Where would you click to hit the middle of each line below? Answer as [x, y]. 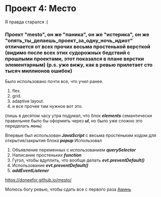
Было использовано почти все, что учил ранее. [54, 82]
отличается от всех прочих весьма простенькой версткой [78, 47]
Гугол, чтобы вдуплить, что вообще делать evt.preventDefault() [78, 160]
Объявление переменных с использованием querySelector [74, 150]
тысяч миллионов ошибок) [39, 71]
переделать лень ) [24, 126]
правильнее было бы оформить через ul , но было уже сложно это [74, 121]
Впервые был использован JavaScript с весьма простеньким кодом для [80, 135]
